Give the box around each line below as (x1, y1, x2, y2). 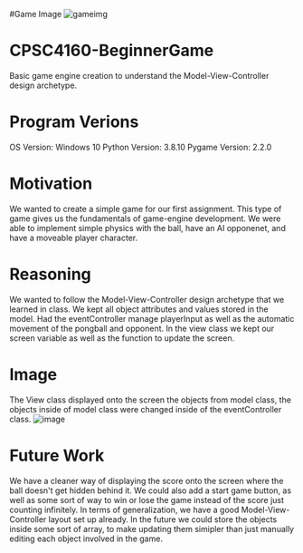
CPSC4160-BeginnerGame (9, 41, 214, 61)
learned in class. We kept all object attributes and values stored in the (9, 304, 269, 315)
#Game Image (9, 9, 62, 19)
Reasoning (9, 264, 92, 285)
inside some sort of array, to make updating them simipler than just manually (9, 523, 295, 534)
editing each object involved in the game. (9, 533, 163, 544)
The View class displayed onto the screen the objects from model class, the (9, 394, 292, 405)
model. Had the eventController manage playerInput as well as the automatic (9, 313, 295, 324)
